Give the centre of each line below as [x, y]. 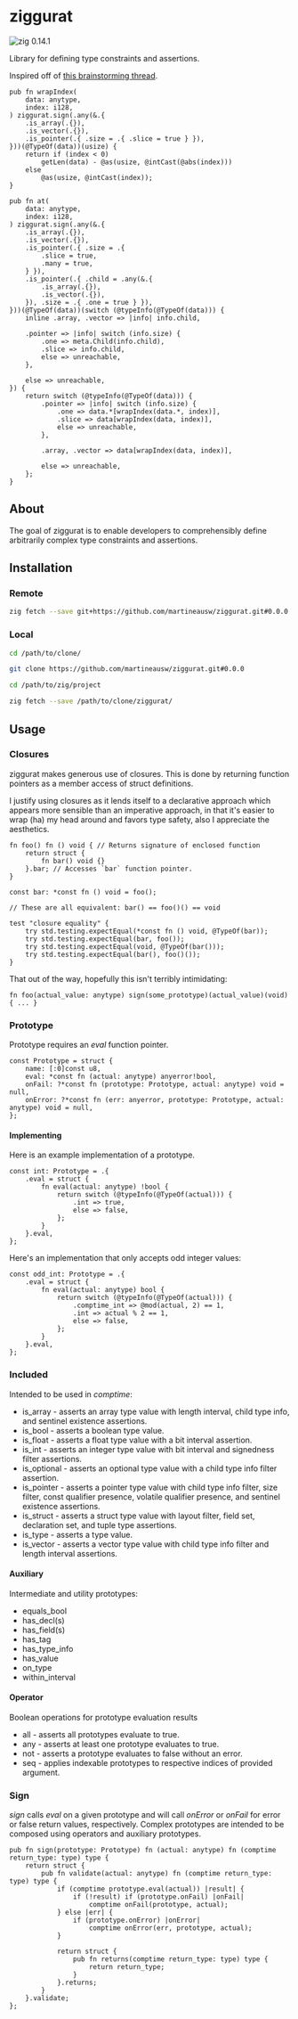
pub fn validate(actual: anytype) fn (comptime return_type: [157, 1874]
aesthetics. [29, 829]
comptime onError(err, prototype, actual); [170, 1928]
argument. [41, 1772]
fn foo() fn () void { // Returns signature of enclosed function [135, 845]
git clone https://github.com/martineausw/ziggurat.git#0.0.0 [127, 669]
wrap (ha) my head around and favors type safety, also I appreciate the [139, 819]
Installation [41, 568]
